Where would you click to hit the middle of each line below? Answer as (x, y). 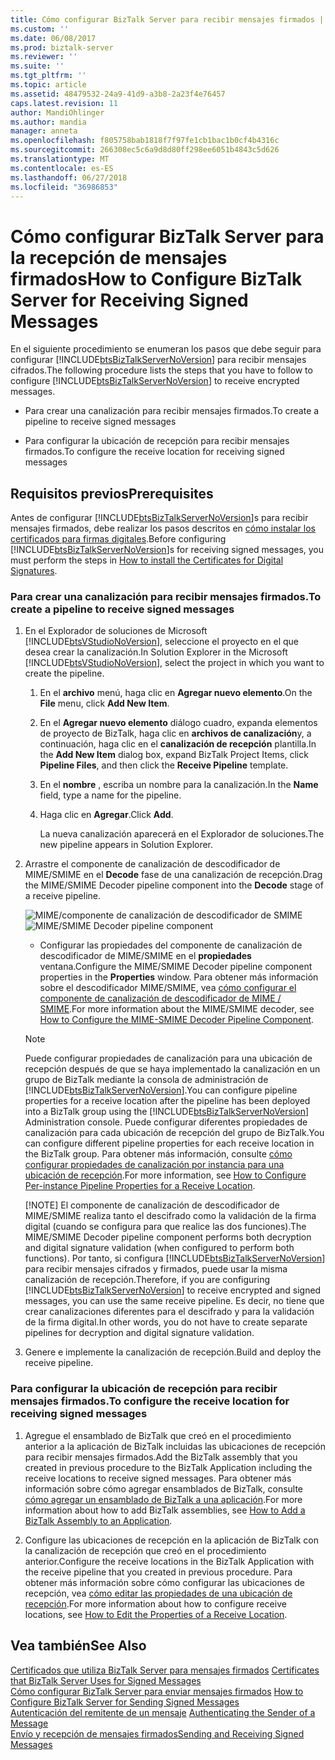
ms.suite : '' (37, 66)
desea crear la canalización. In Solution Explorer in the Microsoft (156, 652)
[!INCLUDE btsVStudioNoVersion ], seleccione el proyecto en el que (161, 642)
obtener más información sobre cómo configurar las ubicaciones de (164, 1582)
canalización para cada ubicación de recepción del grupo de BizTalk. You (174, 1133)
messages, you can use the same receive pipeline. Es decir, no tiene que (174, 1301)
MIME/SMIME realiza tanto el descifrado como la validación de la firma (170, 1216)
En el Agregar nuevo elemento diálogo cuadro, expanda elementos (178, 723)
